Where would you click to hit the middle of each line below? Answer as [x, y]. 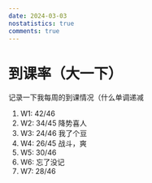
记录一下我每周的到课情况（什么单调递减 [76, 97]
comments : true [34, 31]
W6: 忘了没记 [42, 162]
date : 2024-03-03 [38, 16]
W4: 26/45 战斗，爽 [53, 143]
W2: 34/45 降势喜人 [54, 123]
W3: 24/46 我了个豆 [54, 134]
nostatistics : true [41, 23]
